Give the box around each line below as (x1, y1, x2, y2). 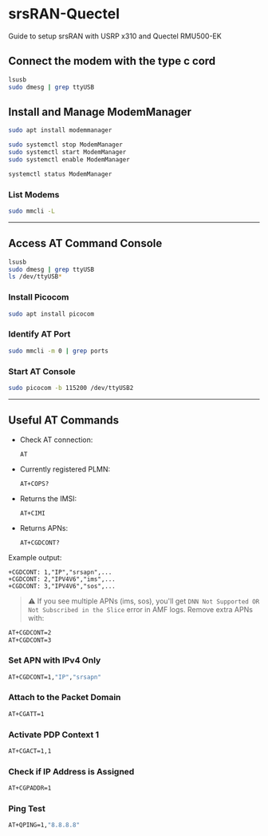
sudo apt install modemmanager (8, 126, 112, 134)
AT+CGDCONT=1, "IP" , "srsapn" (8, 673, 102, 681)
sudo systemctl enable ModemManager (8, 155, 130, 164)
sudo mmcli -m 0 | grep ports (8, 347, 109, 355)
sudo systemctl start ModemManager (8, 149, 127, 157)
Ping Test (8, 802, 45, 814)
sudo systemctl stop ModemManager (8, 141, 124, 149)
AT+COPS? (19, 480, 49, 488)
